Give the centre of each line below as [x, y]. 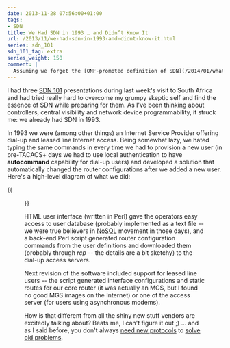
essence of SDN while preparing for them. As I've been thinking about [106, 105]
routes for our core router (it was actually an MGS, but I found [111, 288]
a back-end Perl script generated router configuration [100, 238]
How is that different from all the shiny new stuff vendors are [110, 315]
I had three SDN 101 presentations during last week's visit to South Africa [110, 90]
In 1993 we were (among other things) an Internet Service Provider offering [113, 133]
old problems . [44, 337]
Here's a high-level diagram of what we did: [69, 176]
